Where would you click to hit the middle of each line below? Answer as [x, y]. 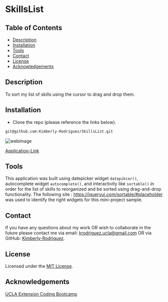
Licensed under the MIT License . [39, 266]
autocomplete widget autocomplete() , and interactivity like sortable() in [80, 184]
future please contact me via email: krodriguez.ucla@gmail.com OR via [78, 233]
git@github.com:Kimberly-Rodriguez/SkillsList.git [59, 131]
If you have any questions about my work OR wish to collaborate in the [78, 228]
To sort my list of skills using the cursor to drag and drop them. [70, 94]
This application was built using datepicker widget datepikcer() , [72, 179]
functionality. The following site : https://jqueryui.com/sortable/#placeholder [84, 195]
